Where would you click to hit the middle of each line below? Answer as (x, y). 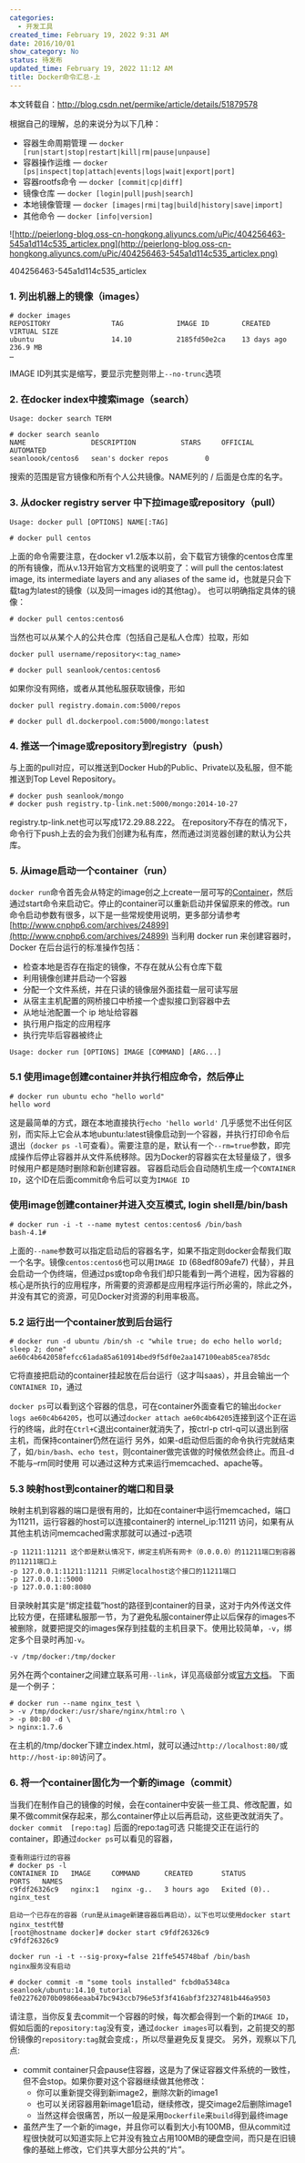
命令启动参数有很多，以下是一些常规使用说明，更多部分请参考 (125, 915)
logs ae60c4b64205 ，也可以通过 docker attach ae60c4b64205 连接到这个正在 (149, 1418)
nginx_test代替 (37, 1924)
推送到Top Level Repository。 (65, 779)
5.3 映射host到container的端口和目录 (92, 1489)
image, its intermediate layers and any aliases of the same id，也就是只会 (147, 578)
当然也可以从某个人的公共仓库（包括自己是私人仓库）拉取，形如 (129, 637)
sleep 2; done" (38, 1350)
